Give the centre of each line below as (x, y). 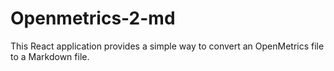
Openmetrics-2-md (93, 18)
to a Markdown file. (50, 56)
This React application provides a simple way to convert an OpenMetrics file (167, 46)
